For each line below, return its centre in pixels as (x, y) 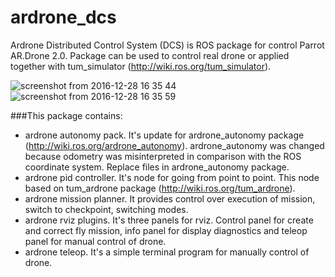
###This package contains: (66, 115)
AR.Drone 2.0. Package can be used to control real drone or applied (150, 55)
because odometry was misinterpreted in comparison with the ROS (163, 156)
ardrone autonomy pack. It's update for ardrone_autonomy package (164, 135)
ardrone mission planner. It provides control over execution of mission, (170, 198)
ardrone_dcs (63, 17)
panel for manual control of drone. (95, 241)
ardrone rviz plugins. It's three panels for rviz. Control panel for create (169, 220)
